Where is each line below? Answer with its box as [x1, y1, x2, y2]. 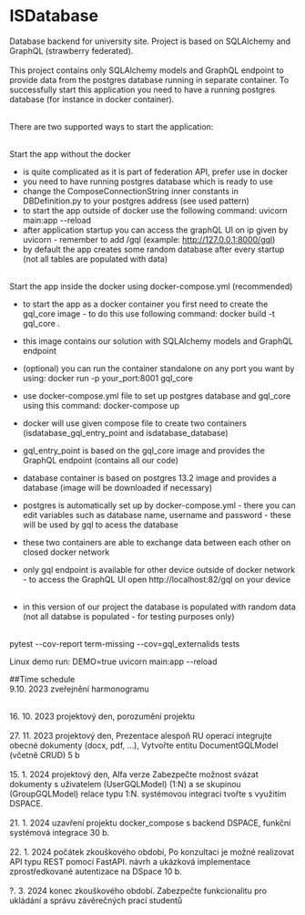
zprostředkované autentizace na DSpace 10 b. [9, 866, 182, 877]
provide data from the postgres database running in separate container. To [9, 74, 290, 85]
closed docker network [22, 546, 110, 557]
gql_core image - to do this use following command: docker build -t [22, 307, 276, 319]
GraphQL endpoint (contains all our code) [22, 454, 179, 465]
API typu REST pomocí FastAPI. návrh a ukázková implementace [9, 856, 251, 867]
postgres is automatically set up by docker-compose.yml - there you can [22, 499, 296, 511]
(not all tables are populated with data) [22, 253, 168, 265]
